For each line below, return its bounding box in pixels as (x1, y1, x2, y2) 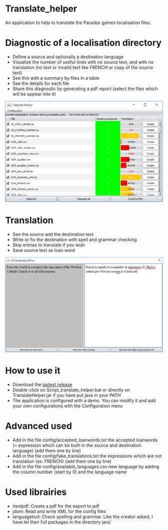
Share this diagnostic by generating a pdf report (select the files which (12, 86, 158, 92)
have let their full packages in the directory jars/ (12, 519, 111, 525)
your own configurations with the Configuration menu (12, 403, 123, 409)
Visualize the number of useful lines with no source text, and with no (12, 59, 154, 65)
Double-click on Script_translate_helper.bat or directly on (12, 387, 130, 393)
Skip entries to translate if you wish (12, 241, 85, 248)
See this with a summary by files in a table (12, 75, 100, 81)
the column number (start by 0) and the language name (12, 469, 127, 475)
